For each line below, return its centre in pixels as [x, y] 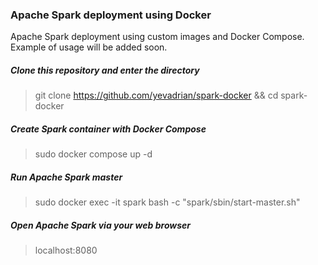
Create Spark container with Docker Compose [108, 129]
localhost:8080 [66, 250]
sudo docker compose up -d [93, 154]
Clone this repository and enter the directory [105, 70]
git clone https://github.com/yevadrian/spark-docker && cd [156, 95]
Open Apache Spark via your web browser [100, 225]
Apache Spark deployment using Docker [111, 15]
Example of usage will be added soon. [89, 47]
